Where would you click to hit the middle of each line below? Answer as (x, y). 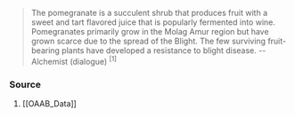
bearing (45, 51)
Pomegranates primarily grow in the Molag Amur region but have (150, 31)
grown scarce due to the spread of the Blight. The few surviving (148, 41)
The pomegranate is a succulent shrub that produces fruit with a (149, 13)
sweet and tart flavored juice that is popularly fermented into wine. (153, 22)
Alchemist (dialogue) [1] (74, 61)
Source (25, 84)
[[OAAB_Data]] (49, 103)
